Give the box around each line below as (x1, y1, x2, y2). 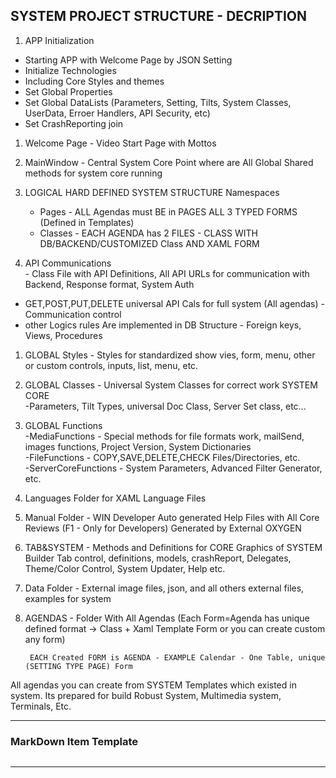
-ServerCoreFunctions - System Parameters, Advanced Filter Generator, (24, 462, 323, 474)
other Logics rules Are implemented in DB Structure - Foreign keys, (24, 319, 302, 331)
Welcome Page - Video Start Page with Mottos (24, 137, 217, 149)
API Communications (24, 257, 112, 269)
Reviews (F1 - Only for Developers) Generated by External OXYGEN (24, 522, 302, 534)
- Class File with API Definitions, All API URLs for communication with (24, 267, 310, 279)
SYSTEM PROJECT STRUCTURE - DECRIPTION (10, 8, 308, 25)
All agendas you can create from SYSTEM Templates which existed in (10, 679, 297, 691)
